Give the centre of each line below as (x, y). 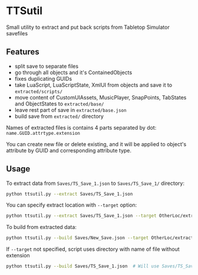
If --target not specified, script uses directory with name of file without (93, 249)
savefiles (17, 33)
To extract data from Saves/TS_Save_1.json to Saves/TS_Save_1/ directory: (95, 183)
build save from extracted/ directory (59, 116)
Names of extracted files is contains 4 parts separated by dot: (81, 127)
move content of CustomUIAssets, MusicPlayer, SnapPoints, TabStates (100, 97)
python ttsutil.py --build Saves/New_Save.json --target (77, 238)
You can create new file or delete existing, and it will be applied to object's (96, 144)
